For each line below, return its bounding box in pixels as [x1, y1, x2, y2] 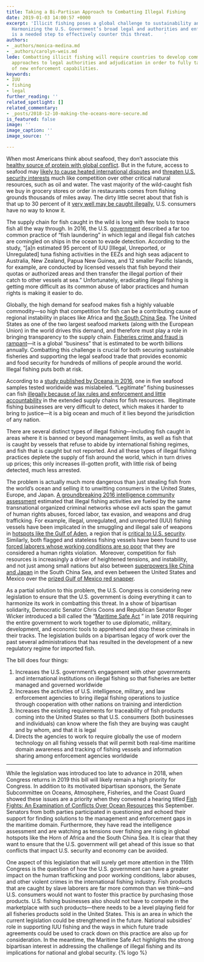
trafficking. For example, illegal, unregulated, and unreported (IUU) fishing [6, 517, 191, 524]
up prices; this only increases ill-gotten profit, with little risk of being [6, 459, 177, 467]
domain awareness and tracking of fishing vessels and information [15, 745, 182, 753]
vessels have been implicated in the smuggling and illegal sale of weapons [6, 523, 193, 530]
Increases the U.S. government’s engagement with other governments [15, 668, 191, 676]
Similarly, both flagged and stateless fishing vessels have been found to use [6, 536, 197, 543]
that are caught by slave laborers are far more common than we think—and [6, 884, 194, 892]
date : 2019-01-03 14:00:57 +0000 [6, 15, 91, 21]
